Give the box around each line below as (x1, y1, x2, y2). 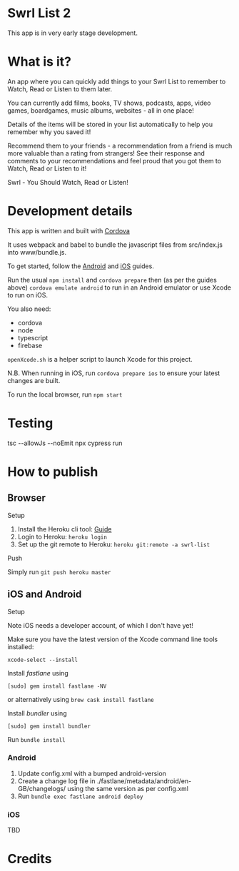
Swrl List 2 (7, 5, 71, 21)
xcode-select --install (7, 656, 78, 663)
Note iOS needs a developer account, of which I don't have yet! (7, 621, 194, 629)
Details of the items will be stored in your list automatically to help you (7, 120, 213, 128)
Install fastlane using (7, 668, 69, 677)
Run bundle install (7, 735, 66, 743)
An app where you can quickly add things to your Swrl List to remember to (7, 77, 226, 86)
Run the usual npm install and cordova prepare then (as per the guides (7, 275, 218, 284)
